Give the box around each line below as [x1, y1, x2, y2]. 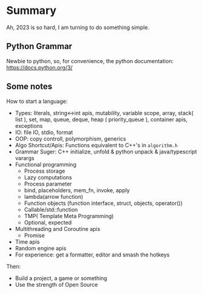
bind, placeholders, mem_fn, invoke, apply [24, 186, 130, 194]
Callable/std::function [24, 205, 78, 213]
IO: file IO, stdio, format [15, 129, 73, 136]
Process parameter [24, 180, 72, 187]
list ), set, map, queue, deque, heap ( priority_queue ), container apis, [15, 116, 188, 123]
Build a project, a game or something [15, 274, 107, 282]
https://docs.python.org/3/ [6, 64, 73, 71]
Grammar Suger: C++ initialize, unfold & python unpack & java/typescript [15, 148, 197, 155]
